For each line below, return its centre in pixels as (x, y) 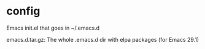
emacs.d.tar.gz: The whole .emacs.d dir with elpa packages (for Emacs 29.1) (103, 39)
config (23, 11)
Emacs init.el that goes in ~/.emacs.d (53, 28)
